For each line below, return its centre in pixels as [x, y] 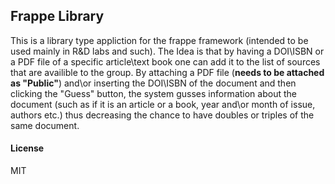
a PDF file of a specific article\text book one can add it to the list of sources [165, 61]
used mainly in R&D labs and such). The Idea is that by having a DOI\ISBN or [167, 51]
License [27, 148]
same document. [45, 125]
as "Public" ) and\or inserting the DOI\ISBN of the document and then [153, 83]
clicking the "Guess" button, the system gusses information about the [153, 93]
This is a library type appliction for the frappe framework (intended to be [159, 40]
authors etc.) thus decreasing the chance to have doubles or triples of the [162, 115]
